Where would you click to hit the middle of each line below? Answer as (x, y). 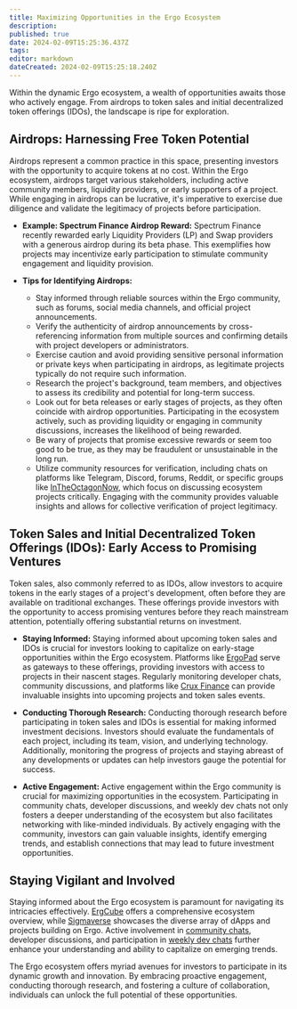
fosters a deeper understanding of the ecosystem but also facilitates (147, 815)
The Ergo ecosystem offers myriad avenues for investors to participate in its (148, 966)
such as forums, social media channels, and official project (143, 307)
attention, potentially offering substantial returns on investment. (125, 621)
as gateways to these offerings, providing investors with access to (143, 667)
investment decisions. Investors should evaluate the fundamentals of (148, 731)
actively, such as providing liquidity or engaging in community (148, 420)
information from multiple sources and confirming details (184, 336)
